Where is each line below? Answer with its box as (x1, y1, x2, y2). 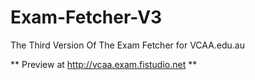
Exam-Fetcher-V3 (10, 6, 163, 29)
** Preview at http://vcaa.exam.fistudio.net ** (10, 58, 198, 70)
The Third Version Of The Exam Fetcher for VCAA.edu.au (10, 39, 246, 51)
